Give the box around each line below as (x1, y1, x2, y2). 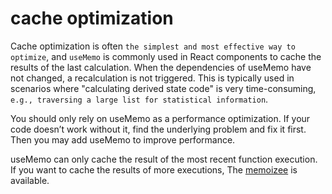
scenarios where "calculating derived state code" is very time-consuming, (10, 82, 317, 94)
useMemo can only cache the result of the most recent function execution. (10, 153, 318, 165)
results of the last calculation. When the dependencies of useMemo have (10, 61, 312, 73)
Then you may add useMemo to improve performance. (10, 133, 236, 146)
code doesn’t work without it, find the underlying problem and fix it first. (10, 123, 307, 135)
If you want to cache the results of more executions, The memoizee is (10, 163, 298, 176)
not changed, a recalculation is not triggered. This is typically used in (10, 72, 295, 84)
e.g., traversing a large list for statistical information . (10, 93, 269, 105)
